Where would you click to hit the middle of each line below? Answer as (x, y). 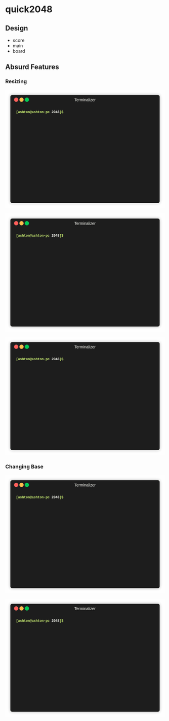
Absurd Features (32, 67)
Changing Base (25, 467)
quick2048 (29, 9)
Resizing (16, 81)
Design (17, 28)
